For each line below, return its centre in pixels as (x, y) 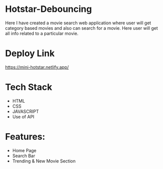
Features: (25, 137)
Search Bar (24, 156)
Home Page (24, 150)
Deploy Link (30, 54)
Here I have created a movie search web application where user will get (78, 23)
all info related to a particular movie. (42, 33)
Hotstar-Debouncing (49, 9)
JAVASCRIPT (26, 111)
